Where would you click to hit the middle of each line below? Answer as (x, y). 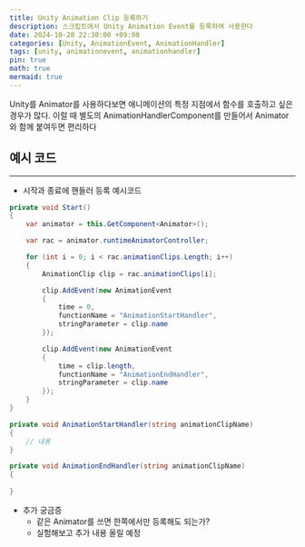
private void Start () (50, 207)
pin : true (28, 60)
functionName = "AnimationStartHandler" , (138, 316)
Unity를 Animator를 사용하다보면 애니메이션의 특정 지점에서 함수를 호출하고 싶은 (151, 104)
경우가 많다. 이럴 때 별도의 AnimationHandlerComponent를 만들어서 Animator (149, 115)
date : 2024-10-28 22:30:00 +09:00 (75, 35)
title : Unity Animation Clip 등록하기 (79, 18)
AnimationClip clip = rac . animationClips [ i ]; (130, 273)
